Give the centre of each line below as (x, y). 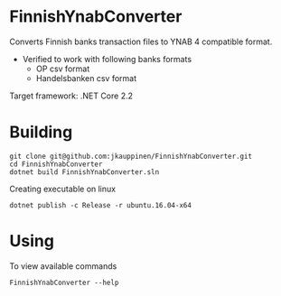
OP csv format (63, 69)
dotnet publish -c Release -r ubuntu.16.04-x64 (101, 205)
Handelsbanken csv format (86, 78)
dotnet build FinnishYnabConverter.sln (84, 172)
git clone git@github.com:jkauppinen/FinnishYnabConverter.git (131, 156)
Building (41, 132)
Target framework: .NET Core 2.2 (71, 96)
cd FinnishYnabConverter (56, 164)
